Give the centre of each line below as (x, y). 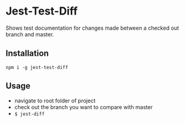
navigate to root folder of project (55, 101)
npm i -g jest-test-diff (37, 67)
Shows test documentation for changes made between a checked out (92, 28)
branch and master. (30, 34)
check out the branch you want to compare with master (83, 107)
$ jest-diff (29, 114)
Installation (27, 54)
